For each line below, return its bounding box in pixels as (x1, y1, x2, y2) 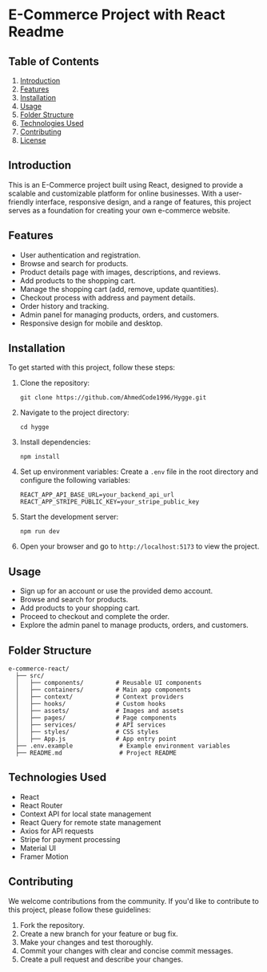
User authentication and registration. (19, 250, 141, 260)
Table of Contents (8, 55, 100, 68)
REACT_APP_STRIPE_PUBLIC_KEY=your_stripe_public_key (19, 498, 200, 506)
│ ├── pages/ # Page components (15, 714, 177, 723)
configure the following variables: (19, 476, 130, 485)
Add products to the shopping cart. (19, 275, 136, 286)
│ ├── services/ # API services (15, 721, 166, 729)
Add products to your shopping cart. (19, 603, 140, 613)
